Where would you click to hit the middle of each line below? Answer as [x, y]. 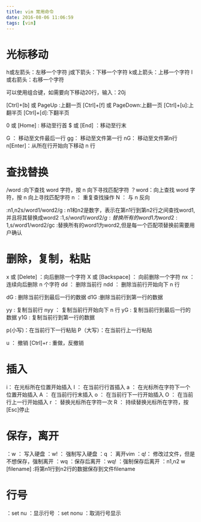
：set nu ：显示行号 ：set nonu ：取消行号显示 [64, 513]
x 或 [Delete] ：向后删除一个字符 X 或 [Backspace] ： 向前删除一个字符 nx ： [100, 277]
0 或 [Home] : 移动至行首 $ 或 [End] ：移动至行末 [67, 125]
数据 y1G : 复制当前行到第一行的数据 [50, 317]
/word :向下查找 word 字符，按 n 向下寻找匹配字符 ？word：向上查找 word [97, 190]
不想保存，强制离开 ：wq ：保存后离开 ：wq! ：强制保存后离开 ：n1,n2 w [96, 461]
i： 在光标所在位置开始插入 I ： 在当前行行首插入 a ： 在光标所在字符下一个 [98, 387]
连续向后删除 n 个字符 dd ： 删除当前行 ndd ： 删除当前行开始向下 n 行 [93, 284]
